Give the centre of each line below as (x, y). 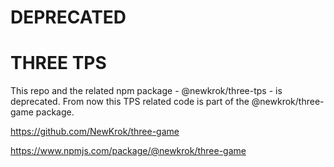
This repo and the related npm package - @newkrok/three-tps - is (146, 91)
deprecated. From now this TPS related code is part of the (130, 102)
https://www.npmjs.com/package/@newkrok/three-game (128, 151)
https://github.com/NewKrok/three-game (95, 132)
